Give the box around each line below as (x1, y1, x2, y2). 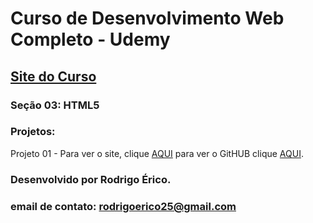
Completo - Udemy (10, 28, 171, 51)
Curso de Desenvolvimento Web (10, 7, 285, 30)
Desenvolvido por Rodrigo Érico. (10, 172, 172, 186)
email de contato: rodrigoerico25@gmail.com (10, 199, 237, 213)
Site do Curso (10, 68, 97, 85)
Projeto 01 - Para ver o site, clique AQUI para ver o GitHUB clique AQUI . (10, 147, 304, 159)
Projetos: (10, 125, 56, 139)
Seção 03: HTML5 (10, 98, 100, 112)
